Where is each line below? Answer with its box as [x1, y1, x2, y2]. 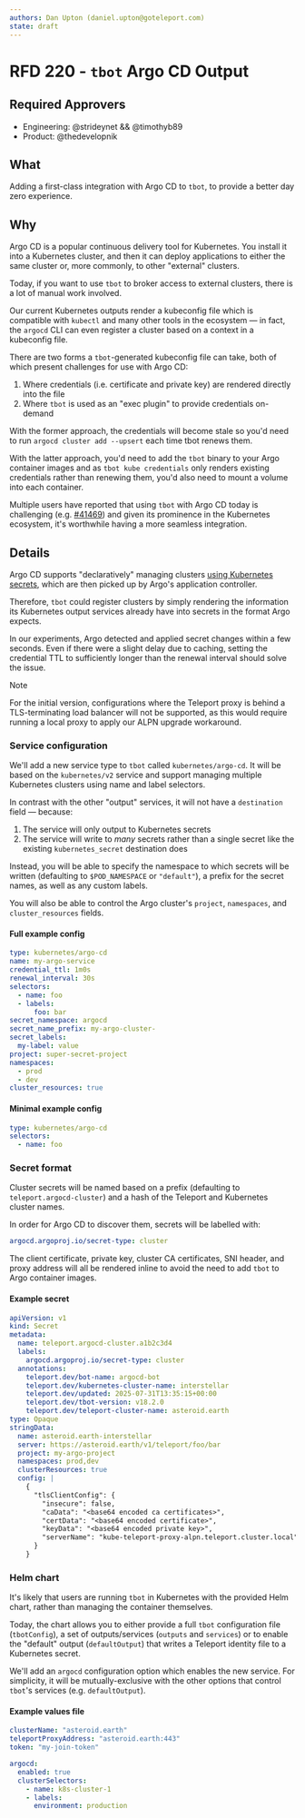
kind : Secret [9, 1322, 59, 1331]
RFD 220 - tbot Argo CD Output [9, 61, 250, 82]
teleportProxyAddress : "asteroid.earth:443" [9, 1734, 181, 1744]
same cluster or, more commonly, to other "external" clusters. [9, 261, 241, 272]
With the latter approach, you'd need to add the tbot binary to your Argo [9, 453, 280, 464]
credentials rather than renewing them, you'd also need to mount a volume [9, 472, 289, 483]
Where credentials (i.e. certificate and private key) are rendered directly [22, 379, 291, 390]
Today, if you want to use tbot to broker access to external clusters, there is [9, 278, 293, 289]
